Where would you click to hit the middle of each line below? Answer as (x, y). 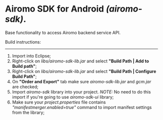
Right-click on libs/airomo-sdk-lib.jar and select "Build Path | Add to (81, 61)
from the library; (28, 112)
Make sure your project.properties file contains (59, 102)
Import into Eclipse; (31, 56)
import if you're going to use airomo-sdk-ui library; (63, 97)
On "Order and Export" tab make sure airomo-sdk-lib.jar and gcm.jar (81, 81)
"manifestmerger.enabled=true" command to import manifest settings (82, 107)
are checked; (25, 87)
